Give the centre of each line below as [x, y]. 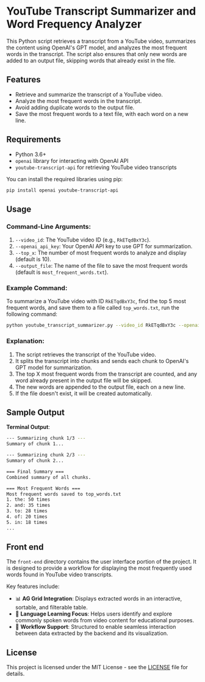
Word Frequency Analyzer [74, 24]
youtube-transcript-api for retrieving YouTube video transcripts [96, 167]
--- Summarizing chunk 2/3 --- [46, 455]
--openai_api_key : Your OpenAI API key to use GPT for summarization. [104, 246]
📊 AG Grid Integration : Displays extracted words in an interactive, [98, 598]
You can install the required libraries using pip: [65, 179]
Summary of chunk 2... [35, 461]
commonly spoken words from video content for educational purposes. [104, 620]
